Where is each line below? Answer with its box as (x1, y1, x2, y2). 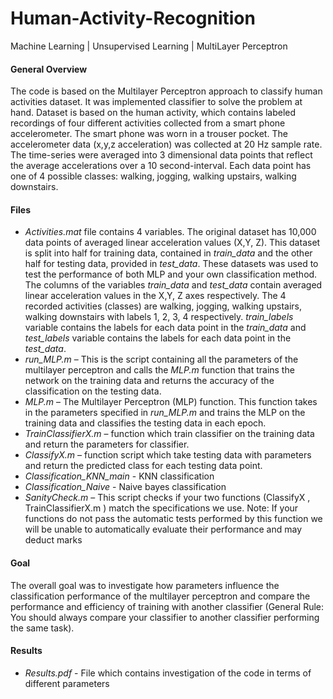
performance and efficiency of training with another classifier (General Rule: (10, 600, 325, 612)
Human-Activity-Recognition (10, 7, 256, 30)
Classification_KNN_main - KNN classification (24, 470, 215, 482)
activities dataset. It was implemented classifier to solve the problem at (10, 96, 303, 108)
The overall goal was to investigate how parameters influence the (10, 579, 280, 591)
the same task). (10, 622, 75, 634)
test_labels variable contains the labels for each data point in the (24, 332, 292, 344)
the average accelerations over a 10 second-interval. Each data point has (10, 160, 312, 172)
